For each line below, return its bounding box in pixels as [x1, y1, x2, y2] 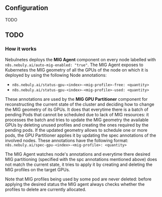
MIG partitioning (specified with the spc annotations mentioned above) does [5, 156, 157, 162]
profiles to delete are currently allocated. [5, 186, 86, 192]
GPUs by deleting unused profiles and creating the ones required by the [5, 122, 149, 128]
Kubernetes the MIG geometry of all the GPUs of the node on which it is [5, 67, 148, 72]
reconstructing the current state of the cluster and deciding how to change [5, 101, 154, 107]
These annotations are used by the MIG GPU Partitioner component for [5, 96, 148, 102]
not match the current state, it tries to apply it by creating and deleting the [5, 161, 153, 167]
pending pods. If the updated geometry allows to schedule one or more [5, 127, 148, 133]
